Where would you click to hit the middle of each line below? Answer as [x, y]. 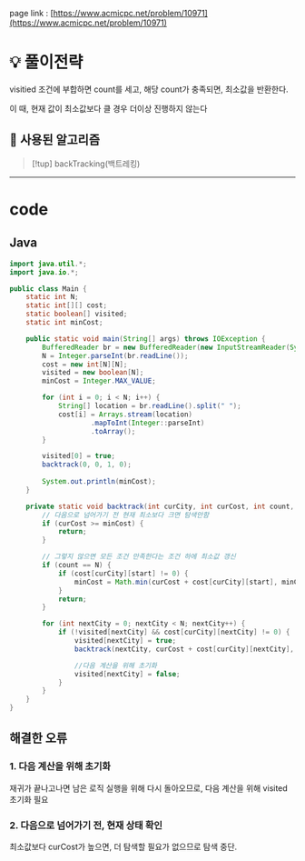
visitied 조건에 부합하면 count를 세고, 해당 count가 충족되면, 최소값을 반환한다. [149, 89]
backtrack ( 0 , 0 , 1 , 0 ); [87, 465]
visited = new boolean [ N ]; [93, 373]
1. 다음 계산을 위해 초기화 [60, 766]
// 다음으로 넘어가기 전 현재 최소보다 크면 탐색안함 [126, 515]
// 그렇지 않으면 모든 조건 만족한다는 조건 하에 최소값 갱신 [139, 557]
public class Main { [49, 289]
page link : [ [32, 13]
